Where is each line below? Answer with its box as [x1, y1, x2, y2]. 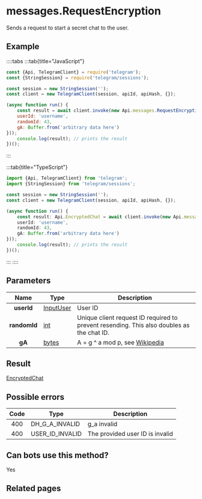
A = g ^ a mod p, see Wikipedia [77, 338, 164, 346]
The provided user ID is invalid [87, 430, 173, 438]
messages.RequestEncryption [6, 4, 161, 18]
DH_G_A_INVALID [31, 420, 80, 428]
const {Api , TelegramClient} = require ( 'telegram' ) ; [6, 69, 141, 75]
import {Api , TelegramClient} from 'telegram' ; [6, 176, 128, 182]
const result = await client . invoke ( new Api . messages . [17, 108, 158, 114]
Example [6, 41, 40, 52]
